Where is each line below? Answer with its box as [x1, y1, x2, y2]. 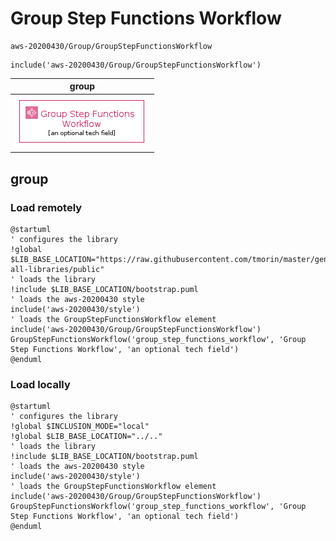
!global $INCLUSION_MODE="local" [10, 422, 150, 432]
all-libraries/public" [10, 264, 105, 274]
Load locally [10, 377, 71, 391]
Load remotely [10, 200, 83, 214]
